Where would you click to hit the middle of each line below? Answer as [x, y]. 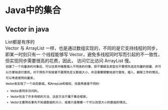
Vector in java [27, 29]
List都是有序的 [20, 42]
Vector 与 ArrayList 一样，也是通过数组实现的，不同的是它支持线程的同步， [83, 48]
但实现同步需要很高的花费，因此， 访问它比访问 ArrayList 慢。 [69, 61]
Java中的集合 [33, 10]
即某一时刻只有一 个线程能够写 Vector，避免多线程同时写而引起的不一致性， [84, 54]
